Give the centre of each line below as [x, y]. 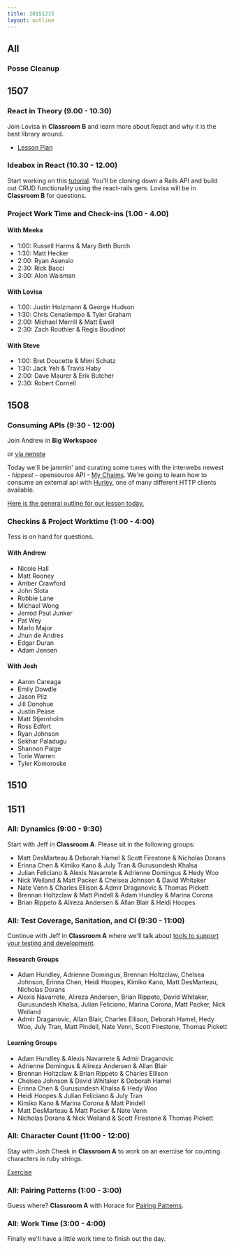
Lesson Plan [35, 147]
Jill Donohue [35, 704]
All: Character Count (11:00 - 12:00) [69, 1136]
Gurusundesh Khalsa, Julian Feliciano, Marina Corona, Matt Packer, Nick [121, 1004]
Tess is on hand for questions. [51, 537]
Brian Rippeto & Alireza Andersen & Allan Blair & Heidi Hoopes [106, 902]
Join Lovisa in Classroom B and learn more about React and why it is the [112, 126]
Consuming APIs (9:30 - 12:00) [61, 425]
